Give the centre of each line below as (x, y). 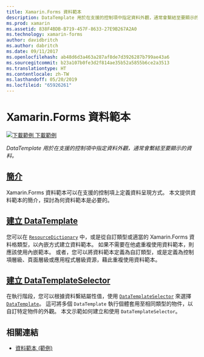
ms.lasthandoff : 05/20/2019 (42, 80)
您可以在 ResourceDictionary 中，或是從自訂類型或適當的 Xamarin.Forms (97, 237)
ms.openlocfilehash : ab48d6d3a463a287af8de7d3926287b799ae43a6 (88, 57)
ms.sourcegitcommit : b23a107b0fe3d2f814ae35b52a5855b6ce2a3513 (88, 63)
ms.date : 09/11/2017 (32, 52)
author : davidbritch (32, 40)
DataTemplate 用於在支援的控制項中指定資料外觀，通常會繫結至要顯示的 (97, 148)
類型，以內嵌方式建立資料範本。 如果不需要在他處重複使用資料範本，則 (105, 244)
